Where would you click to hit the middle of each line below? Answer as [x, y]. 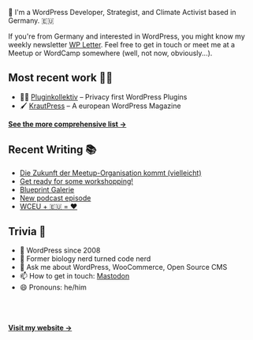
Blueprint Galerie [47, 189]
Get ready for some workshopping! [76, 181]
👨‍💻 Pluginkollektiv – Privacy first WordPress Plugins [103, 97]
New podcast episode [55, 198]
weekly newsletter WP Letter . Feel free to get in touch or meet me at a [121, 45]
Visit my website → [40, 328]
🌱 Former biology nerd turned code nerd [85, 259]
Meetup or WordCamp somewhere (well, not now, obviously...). [110, 53]
